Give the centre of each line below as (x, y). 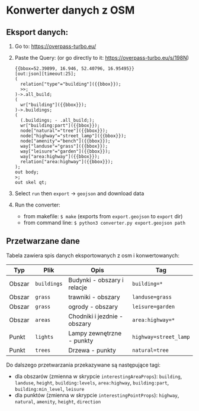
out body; (27, 172)
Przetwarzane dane (43, 241)
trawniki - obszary (94, 297)
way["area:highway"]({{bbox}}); (60, 157)
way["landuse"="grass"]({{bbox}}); (64, 146)
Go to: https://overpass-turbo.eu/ (55, 46)
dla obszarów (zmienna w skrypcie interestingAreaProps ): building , (98, 376)
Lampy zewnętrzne (95, 333)
